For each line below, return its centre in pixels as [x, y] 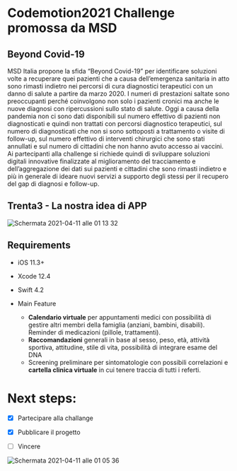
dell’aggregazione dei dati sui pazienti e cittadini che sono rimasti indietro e [117, 169]
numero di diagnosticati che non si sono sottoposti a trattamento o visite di [116, 131]
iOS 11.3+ [31, 262]
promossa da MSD [62, 28]
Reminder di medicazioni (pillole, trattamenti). [94, 332]
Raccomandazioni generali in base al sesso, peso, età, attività [119, 339]
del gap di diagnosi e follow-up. [53, 184]
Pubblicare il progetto [49, 432]
